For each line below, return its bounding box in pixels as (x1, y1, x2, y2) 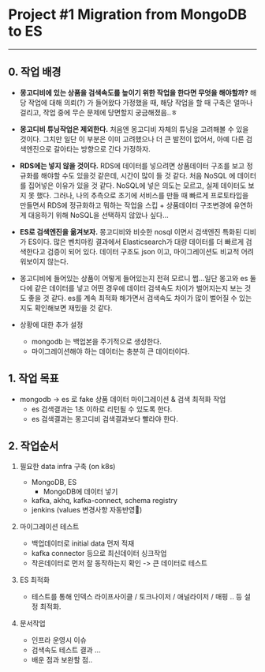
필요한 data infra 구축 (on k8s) (19, 462, 116, 471)
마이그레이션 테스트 (19, 522, 80, 531)
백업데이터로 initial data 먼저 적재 (31, 539, 135, 548)
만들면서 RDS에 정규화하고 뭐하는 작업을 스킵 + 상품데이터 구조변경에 (19, 200, 233, 210)
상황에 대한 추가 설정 (19, 320, 84, 329)
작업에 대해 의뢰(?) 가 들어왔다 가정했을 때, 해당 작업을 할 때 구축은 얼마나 (28, 97, 253, 107)
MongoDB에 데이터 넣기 (43, 487, 118, 497)
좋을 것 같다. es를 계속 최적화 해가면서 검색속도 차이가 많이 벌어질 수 (28, 293, 238, 302)
